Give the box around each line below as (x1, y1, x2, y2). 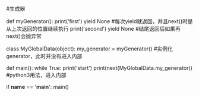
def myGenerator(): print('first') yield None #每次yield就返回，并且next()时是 (6, 18, 193, 25)
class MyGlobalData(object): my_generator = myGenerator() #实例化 (6, 45, 173, 52)
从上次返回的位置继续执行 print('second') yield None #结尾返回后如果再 (6, 25, 181, 32)
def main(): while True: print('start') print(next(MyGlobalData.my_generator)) (6, 65, 193, 71)
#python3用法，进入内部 (6, 72, 67, 78)
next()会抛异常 (6, 33, 42, 40)
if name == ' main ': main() (6, 84, 70, 90)
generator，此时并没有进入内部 (6, 53, 83, 59)
